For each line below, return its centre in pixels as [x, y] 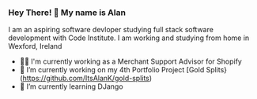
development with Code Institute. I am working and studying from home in [129, 38]
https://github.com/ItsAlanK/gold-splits [86, 79]
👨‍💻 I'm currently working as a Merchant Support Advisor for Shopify [131, 61]
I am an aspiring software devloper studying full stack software [111, 30]
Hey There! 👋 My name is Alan [67, 13]
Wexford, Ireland [35, 46]
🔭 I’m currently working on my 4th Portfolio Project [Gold [112, 70]
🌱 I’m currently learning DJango [72, 86]
